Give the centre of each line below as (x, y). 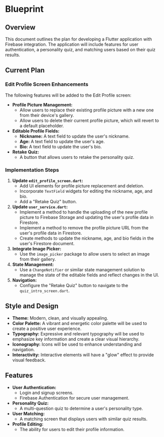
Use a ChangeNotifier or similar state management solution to (82, 269)
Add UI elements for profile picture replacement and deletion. (82, 185)
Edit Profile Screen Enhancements (47, 84)
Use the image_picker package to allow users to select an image (85, 254)
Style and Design (32, 306)
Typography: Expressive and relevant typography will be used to (78, 333)
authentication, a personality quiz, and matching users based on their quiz (81, 50)
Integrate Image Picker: (37, 249)
